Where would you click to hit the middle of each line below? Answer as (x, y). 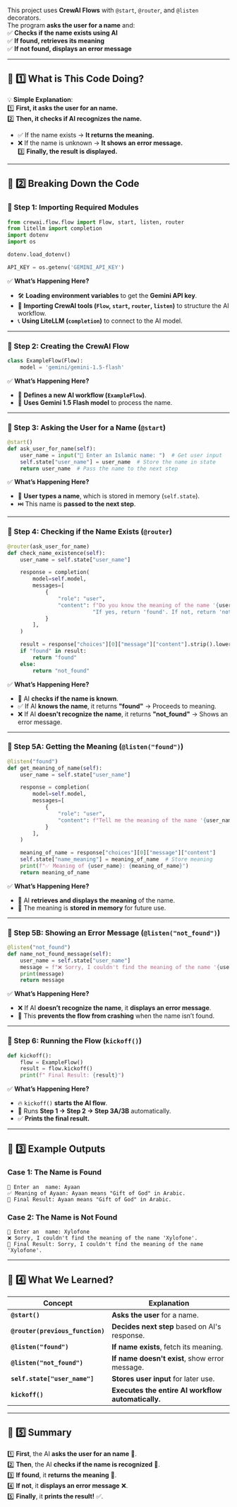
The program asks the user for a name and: (71, 25)
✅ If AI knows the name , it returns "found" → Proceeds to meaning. (117, 706)
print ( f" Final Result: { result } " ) (72, 1075)
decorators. (24, 18)
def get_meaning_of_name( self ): (55, 768)
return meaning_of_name (55, 872)
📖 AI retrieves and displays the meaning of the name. (96, 900)
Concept (58, 1303)
